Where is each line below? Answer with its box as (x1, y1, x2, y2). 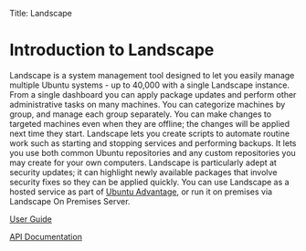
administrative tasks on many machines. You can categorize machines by (9, 99, 286, 110)
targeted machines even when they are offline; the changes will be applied (9, 118, 290, 129)
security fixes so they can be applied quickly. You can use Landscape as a (9, 176, 290, 187)
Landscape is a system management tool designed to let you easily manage (9, 69, 295, 80)
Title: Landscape (9, 8, 73, 18)
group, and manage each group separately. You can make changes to (9, 109, 272, 120)
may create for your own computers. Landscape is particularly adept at (9, 157, 277, 168)
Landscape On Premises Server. (9, 195, 131, 206)
